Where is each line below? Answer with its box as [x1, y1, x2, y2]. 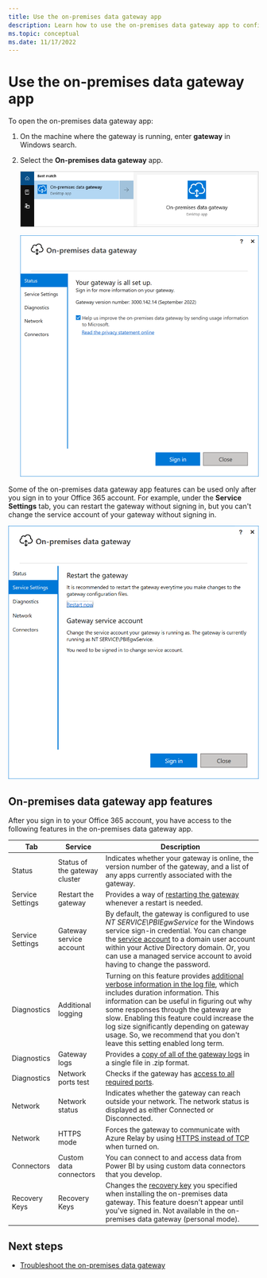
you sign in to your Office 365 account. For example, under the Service [8, 493, 242, 502]
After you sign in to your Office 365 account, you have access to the [8, 816, 232, 825]
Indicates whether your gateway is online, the [105, 853, 254, 863]
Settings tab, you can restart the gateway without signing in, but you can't [8, 501, 252, 511]
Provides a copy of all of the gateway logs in [105, 1049, 250, 1059]
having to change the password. [105, 959, 211, 969]
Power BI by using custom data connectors [105, 1160, 246, 1171]
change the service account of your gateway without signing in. [8, 510, 217, 519]
